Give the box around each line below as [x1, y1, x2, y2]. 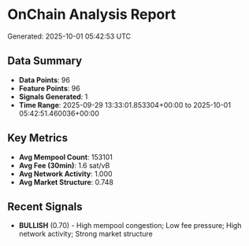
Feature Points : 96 [18, 83, 80, 93]
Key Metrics [7, 131, 69, 145]
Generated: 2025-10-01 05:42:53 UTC [7, 31, 132, 41]
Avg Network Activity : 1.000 [18, 169, 113, 178]
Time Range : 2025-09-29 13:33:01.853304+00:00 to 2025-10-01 [18, 100, 232, 109]
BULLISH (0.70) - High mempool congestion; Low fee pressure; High [18, 221, 242, 230]
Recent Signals [7, 200, 84, 213]
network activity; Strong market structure [18, 229, 153, 239]
